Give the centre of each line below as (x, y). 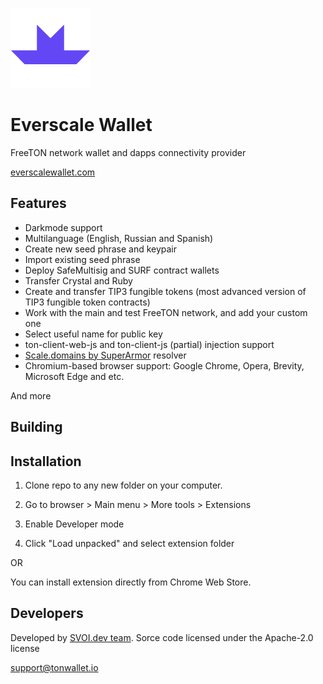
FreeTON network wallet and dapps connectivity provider (128, 152)
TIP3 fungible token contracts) (87, 302)
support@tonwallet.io (54, 667)
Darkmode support (63, 227)
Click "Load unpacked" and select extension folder (129, 543)
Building (36, 427)
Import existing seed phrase (82, 259)
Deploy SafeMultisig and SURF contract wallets (122, 270)
